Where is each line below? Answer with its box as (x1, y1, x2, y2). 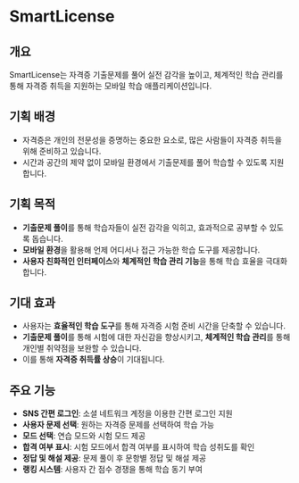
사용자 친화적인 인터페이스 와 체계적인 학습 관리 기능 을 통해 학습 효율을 (21, 255, 264, 266)
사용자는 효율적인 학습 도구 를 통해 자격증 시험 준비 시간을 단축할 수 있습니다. (21, 321, 286, 331)
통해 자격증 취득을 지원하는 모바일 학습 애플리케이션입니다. (9, 80, 212, 91)
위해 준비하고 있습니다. (21, 146, 102, 156)
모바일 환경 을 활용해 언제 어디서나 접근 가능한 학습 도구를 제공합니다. (21, 244, 261, 255)
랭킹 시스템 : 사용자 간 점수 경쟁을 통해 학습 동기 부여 (21, 464, 203, 475)
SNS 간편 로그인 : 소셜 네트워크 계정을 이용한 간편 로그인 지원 (21, 408, 234, 419)
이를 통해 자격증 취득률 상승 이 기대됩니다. (21, 354, 165, 365)
